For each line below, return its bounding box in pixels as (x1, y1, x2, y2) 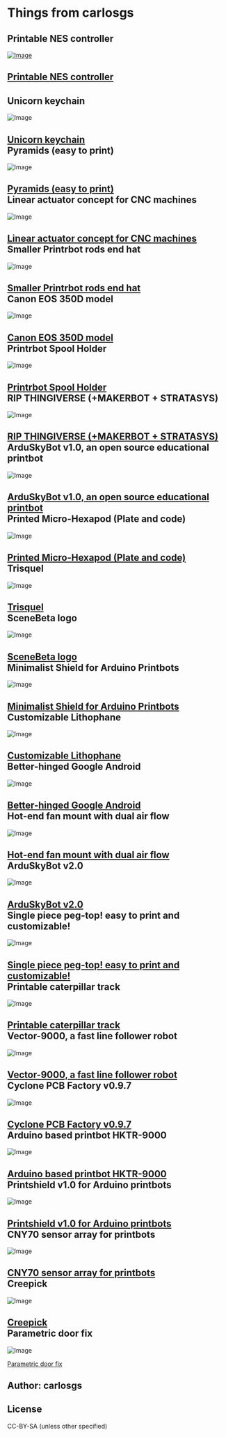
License (7, 1404, 42, 1415)
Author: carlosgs (7, 1380, 82, 1392)
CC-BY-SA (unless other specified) (7, 1422, 108, 1430)
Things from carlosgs (7, 5, 134, 21)
